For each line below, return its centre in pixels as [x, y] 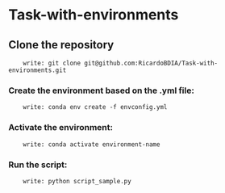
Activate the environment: [61, 128]
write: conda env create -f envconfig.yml [95, 107]
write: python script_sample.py [77, 181]
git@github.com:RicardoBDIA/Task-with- [151, 63]
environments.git [37, 70]
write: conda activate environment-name [92, 144]
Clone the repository [61, 45]
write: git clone [52, 63]
